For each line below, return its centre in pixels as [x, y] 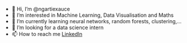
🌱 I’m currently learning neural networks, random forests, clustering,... [96, 21]
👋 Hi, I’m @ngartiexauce [41, 9]
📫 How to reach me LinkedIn [47, 34]
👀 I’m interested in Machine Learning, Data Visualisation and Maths [93, 15]
